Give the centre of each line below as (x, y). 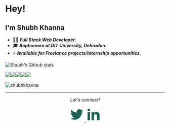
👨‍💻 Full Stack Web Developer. (44, 40)
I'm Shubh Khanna (35, 28)
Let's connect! (85, 100)
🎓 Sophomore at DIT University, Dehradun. (60, 45)
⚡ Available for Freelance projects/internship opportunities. (77, 53)
